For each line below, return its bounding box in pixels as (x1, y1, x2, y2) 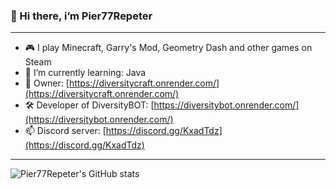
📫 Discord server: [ (24, 125, 107, 137)
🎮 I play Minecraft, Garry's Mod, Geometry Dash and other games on (24, 42, 313, 54)
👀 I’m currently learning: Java (24, 67, 147, 79)
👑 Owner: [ (24, 77, 70, 89)
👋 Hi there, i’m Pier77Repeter (10, 9, 153, 23)
